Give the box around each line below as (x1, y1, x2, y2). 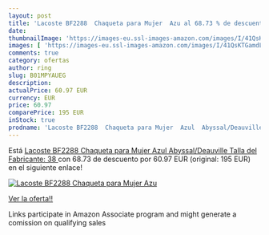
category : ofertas (8, 57, 70, 65)
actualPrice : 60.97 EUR (8, 86, 88, 95)
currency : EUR (8, 94, 56, 102)
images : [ (8, 42, 42, 50)
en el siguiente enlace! (8, 162, 82, 172)
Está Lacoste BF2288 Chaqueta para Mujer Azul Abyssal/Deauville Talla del (8, 145, 258, 155)
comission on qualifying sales (8, 217, 106, 227)
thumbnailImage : (8, 34, 62, 43)
